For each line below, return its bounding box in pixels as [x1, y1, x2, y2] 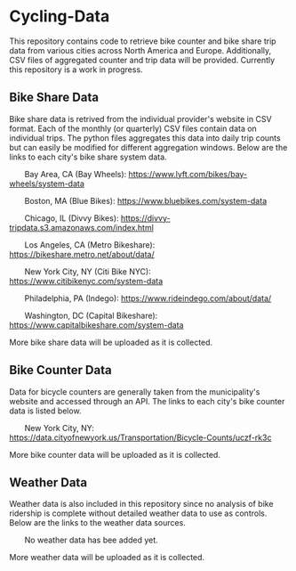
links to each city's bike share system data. [9, 151, 167, 162]
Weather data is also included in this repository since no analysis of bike [9, 499, 274, 510]
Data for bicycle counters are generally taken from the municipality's [9, 386, 260, 397]
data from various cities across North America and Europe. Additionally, [9, 45, 272, 55]
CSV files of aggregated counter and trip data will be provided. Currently [9, 54, 276, 65]
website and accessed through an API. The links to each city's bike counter [9, 396, 285, 406]
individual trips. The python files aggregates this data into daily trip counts [9, 132, 282, 143]
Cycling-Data [9, 6, 110, 27]
